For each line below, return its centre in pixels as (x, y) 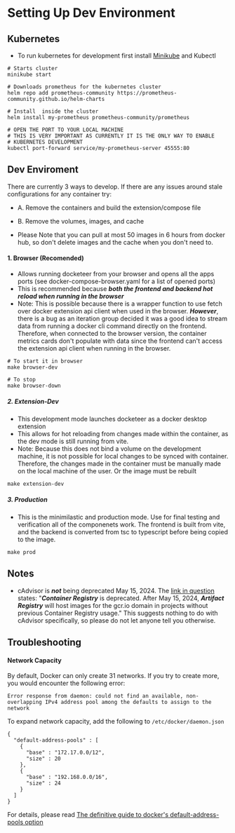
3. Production (27, 499)
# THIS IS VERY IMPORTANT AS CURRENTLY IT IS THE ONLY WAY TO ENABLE (111, 136)
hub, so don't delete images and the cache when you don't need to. (115, 242)
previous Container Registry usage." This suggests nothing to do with (118, 613)
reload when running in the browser (70, 297)
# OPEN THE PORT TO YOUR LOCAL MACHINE (66, 130)
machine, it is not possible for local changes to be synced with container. (123, 456)
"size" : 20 (43, 759)
